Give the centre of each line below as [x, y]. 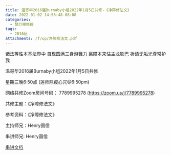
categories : [18, 19]
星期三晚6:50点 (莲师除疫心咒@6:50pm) [47, 82]
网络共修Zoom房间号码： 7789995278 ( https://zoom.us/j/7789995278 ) [80, 93]
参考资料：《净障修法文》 [31, 114]
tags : [11, 29]
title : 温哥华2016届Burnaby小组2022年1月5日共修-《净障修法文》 [68, 10]
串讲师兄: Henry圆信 [27, 136]
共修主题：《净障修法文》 [31, 103]
